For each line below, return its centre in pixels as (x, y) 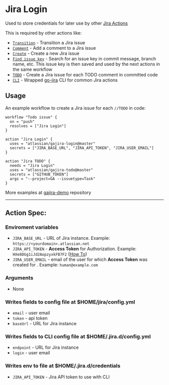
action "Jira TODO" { (28, 161)
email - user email (31, 313)
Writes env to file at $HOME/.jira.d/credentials (63, 366)
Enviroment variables (32, 227)
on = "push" (22, 122)
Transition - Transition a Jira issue (49, 42)
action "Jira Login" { (29, 139)
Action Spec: (26, 213)
